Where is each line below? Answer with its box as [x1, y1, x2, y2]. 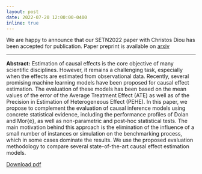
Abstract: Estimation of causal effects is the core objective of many [6, 60, 174, 67]
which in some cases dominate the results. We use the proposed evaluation [6, 136, 194, 144]
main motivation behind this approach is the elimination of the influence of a [6, 124, 194, 131]
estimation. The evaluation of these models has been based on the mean [6, 85, 186, 93]
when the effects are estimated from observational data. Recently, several [6, 73, 189, 80]
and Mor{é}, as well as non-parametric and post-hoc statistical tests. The [6, 118, 188, 125]
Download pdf [6, 161, 41, 168]
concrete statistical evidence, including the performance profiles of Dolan [6, 111, 189, 118]
